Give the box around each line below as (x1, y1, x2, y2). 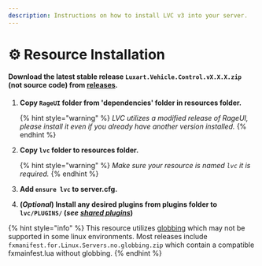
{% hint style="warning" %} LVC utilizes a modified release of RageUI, (19, 114, 249, 123)
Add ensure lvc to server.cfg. (19, 185, 118, 194)
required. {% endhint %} (19, 169, 99, 178)
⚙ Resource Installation (8, 45, 165, 63)
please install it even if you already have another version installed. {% (19, 122, 247, 131)
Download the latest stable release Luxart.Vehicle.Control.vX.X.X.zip (8, 72, 242, 81)
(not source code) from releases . (8, 81, 118, 90)
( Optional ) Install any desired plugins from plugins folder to (19, 200, 218, 209)
